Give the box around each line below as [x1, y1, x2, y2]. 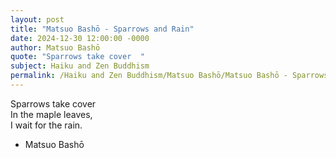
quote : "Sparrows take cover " [10, 52, 145, 62]
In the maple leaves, [10, 108, 93, 120]
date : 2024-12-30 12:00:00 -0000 [10, 33, 150, 43]
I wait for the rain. [10, 119, 83, 131]
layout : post [10, 14, 65, 25]
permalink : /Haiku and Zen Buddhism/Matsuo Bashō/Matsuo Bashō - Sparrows [10, 71, 329, 81]
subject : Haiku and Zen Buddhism [10, 61, 150, 71]
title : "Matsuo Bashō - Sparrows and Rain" [10, 24, 195, 34]
